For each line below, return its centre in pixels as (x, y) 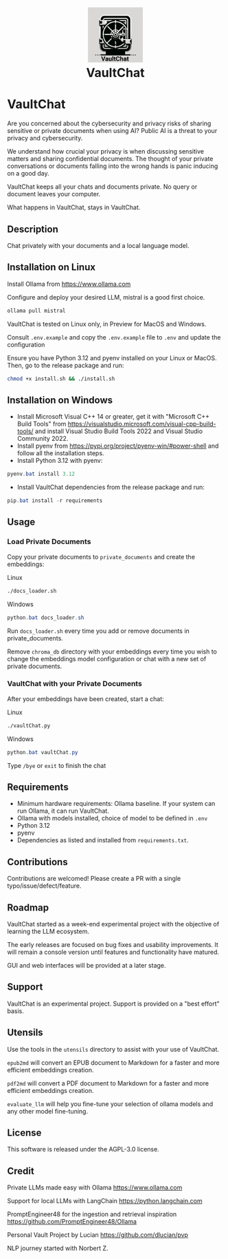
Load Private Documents (49, 542)
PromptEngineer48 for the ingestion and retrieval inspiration (92, 1214)
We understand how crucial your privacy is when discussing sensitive (106, 152)
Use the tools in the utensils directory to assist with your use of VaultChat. (113, 1049)
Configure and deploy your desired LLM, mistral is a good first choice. (106, 297)
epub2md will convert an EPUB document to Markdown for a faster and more (113, 1062)
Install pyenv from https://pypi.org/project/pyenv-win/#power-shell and (118, 446)
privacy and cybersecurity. (45, 138)
